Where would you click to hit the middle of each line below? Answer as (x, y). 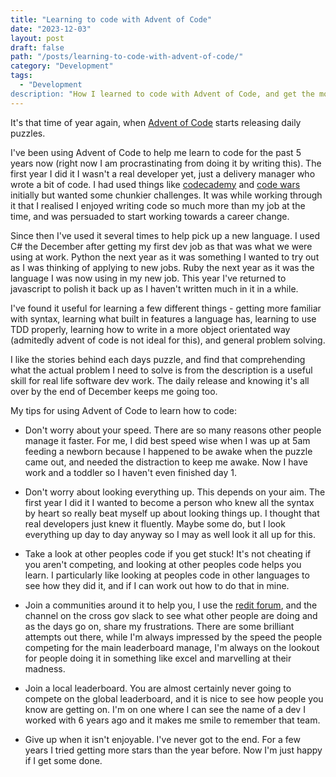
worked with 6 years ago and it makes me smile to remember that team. (172, 720)
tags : (21, 76)
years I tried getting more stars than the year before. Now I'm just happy (173, 750)
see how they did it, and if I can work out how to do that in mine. (157, 585)
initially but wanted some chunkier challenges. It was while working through (166, 195)
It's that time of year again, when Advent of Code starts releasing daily (156, 122)
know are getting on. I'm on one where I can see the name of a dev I (165, 709)
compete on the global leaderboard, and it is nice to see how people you (174, 698)
